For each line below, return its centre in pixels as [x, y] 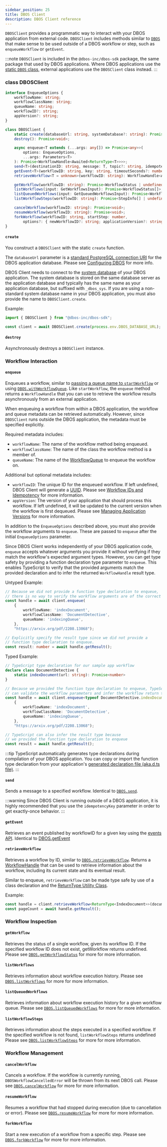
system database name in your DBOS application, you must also [90, 293]
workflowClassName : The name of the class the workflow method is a [82, 449]
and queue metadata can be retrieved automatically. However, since [75, 414]
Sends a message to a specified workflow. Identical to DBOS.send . [72, 791]
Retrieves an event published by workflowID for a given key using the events [83, 833]
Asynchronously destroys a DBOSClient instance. [55, 348]
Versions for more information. [44, 516]
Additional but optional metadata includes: [48, 475]
